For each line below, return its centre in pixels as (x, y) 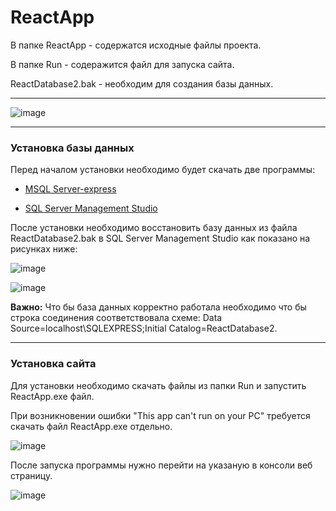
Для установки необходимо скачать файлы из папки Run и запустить (158, 385)
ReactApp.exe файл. (52, 396)
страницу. (31, 475)
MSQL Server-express (70, 189)
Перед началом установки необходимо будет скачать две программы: (163, 170)
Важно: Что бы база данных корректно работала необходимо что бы (158, 307)
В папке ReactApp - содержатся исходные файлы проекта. (136, 45)
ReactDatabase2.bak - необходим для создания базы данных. (142, 83)
